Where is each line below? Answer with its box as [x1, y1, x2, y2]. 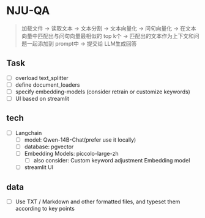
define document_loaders [15, 81, 81, 89]
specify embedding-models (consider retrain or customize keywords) [15, 88, 191, 95]
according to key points [15, 205, 75, 213]
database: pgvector [24, 143, 74, 150]
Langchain [15, 129, 42, 136]
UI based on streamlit [15, 95, 69, 102]
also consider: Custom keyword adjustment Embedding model [33, 157, 190, 164]
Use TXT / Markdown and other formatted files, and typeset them [15, 198, 181, 205]
